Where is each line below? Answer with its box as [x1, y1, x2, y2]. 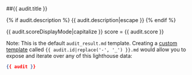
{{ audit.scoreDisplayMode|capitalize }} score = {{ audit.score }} [6, 28, 164, 35]
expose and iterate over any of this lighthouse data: [6, 52, 132, 59]
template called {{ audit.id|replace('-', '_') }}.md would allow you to [6, 46, 187, 53]
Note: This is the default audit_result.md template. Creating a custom [6, 40, 178, 46]
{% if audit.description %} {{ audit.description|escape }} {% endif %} [6, 17, 176, 23]
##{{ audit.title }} [6, 5, 48, 12]
